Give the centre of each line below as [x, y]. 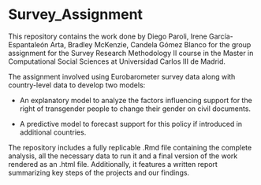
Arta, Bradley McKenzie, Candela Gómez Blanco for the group [151, 44]
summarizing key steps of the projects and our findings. [99, 172]
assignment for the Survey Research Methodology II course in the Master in [131, 53]
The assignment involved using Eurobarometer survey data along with [122, 76]
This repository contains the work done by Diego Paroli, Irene [108, 36]
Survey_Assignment [76, 15]
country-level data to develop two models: [77, 85]
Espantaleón [28, 44]
